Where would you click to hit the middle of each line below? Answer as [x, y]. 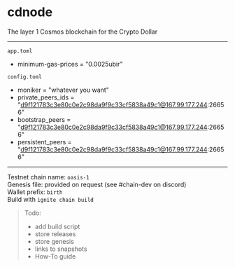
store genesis [55, 241]
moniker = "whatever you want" [63, 90]
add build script [57, 226]
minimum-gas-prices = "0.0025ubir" [70, 64]
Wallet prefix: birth [35, 192]
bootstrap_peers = [44, 119]
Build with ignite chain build [51, 199]
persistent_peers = [44, 142]
